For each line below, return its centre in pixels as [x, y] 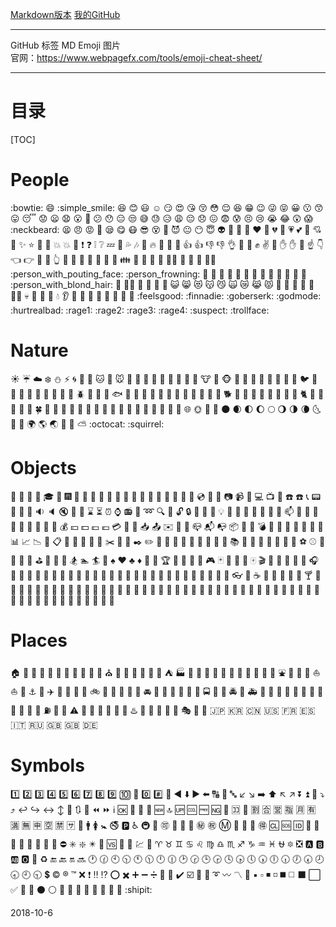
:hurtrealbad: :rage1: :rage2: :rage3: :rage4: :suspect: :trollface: [140, 310]
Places [39, 640]
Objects [43, 468]
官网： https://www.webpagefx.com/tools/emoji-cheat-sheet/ [136, 57]
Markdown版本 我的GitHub [65, 14]
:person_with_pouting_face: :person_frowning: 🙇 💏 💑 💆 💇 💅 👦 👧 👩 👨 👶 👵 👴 [158, 274]
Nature [39, 350]
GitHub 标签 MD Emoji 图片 [66, 45]
